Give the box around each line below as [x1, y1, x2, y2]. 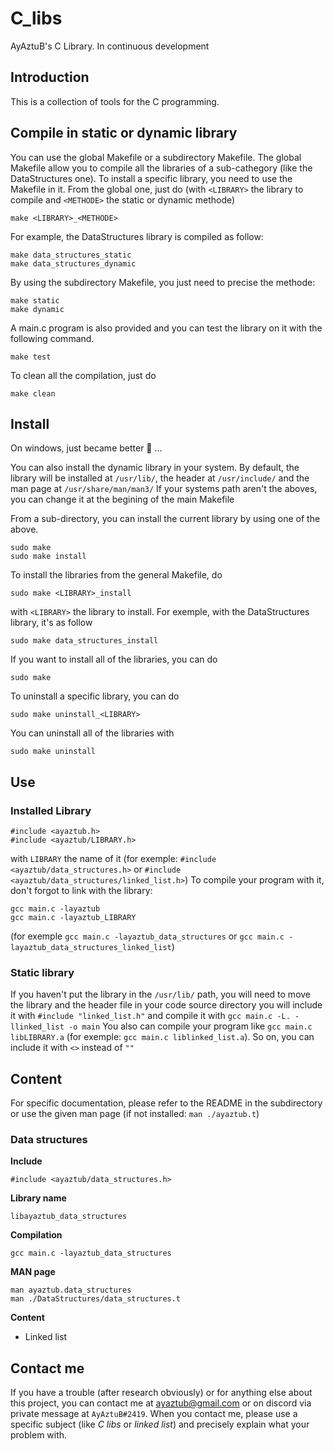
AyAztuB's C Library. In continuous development [10, 40, 210, 52]
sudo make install [10, 552, 87, 562]
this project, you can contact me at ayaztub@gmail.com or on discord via [10, 1397, 312, 1409]
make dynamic [10, 304, 65, 314]
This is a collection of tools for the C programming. [10, 95, 220, 107]
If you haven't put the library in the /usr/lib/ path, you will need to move [10, 988, 312, 1001]
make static [10, 295, 60, 306]
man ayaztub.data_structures [10, 1285, 132, 1296]
